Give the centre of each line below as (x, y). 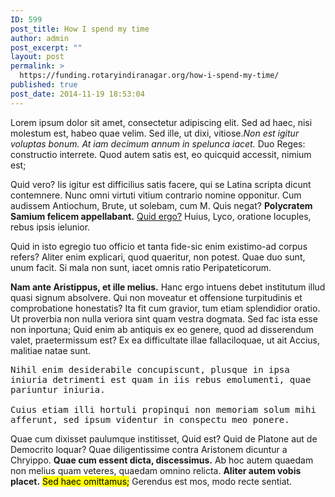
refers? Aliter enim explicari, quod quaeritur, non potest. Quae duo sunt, (158, 257)
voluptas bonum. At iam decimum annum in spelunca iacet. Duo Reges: (158, 143)
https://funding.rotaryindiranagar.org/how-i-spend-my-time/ (149, 76)
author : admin (40, 38)
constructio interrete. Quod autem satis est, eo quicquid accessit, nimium (161, 154)
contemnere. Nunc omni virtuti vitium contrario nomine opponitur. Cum (156, 195)
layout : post (37, 57)
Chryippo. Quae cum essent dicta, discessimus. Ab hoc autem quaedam (162, 460)
